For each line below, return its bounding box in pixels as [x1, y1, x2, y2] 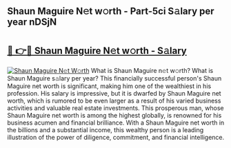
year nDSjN [7, 17, 57, 28]
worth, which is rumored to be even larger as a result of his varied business [7, 96, 221, 105]
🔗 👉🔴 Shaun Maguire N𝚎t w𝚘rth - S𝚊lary [7, 45, 188, 56]
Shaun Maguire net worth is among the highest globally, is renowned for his [7, 112, 222, 119]
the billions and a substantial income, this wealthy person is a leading [7, 126, 204, 134]
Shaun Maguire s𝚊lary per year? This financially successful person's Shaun [7, 74, 222, 82]
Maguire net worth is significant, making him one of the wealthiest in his [7, 82, 212, 90]
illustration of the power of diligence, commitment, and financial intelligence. [7, 134, 225, 141]
